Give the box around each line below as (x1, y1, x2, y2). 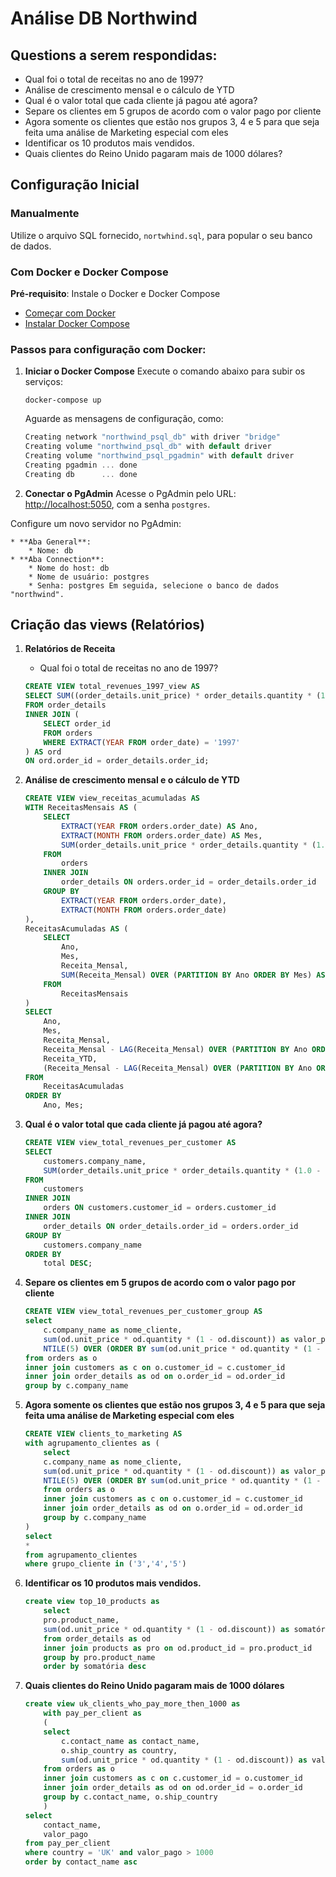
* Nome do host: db (28, 563, 110, 573)
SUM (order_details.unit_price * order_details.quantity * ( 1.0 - (43, 1165, 322, 1176)
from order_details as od (43, 1633, 152, 1644)
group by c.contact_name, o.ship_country (43, 1792, 218, 1802)
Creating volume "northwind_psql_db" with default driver (24, 442, 272, 452)
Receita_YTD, (43, 1053, 98, 1064)
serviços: (24, 376, 63, 388)
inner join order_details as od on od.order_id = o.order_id (43, 1783, 303, 1793)
